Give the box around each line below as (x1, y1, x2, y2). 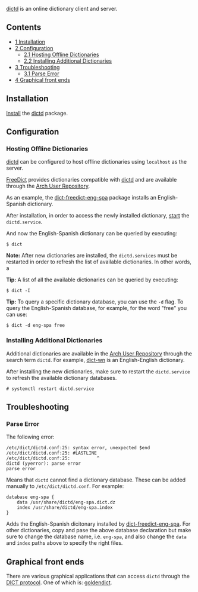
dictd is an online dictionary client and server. (6, 5, 118, 12)
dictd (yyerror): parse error (6, 461, 81, 467)
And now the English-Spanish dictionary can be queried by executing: (6, 230, 177, 237)
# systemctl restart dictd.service (6, 385, 95, 392)
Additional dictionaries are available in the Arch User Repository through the (6, 349, 192, 357)
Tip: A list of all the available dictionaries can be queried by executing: (6, 276, 178, 283)
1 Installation (14, 38, 46, 45)
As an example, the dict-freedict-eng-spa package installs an (6, 194, 156, 201)
